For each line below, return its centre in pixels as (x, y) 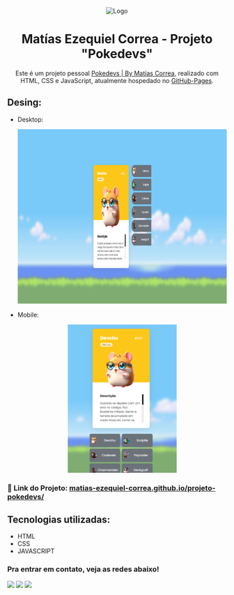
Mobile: (28, 315)
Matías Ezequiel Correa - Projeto (117, 39)
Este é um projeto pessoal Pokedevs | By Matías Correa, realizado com (117, 73)
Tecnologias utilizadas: (58, 519)
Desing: (24, 103)
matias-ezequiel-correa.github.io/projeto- (142, 488)
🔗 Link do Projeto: (38, 488)
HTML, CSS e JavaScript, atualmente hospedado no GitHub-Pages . (117, 80)
